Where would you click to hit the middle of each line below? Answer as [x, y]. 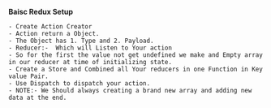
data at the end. [38, 97]
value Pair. [28, 76]
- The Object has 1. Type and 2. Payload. [81, 41]
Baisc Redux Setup [41, 12]
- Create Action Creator [50, 27]
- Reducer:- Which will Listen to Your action [90, 48]
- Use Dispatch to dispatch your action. [80, 84]
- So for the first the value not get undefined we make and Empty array [136, 55]
